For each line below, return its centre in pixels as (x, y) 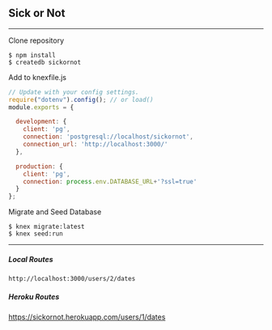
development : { (41, 122)
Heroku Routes (34, 296)
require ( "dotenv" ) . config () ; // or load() (81, 99)
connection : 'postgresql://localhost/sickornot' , (108, 137)
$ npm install (32, 55)
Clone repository (36, 40)
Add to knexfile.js (38, 77)
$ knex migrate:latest (47, 227)
